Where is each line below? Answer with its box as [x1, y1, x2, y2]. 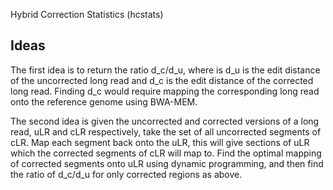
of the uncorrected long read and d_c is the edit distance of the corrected [10, 74, 314, 86]
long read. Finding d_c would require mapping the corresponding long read [10, 85, 320, 97]
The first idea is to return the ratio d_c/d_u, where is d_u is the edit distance [10, 64, 321, 76]
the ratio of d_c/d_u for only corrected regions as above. [10, 168, 243, 180]
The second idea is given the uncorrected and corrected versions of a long [10, 115, 320, 127]
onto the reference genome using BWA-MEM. [10, 95, 198, 108]
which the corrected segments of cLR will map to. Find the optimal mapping [10, 147, 322, 159]
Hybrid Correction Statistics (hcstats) [10, 9, 164, 20]
